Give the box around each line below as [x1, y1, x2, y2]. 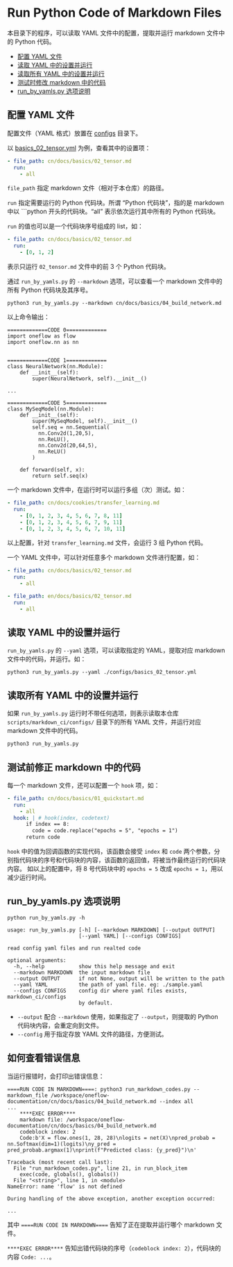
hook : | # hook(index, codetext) [13, 814, 110, 821]
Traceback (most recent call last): [7, 1159, 113, 1166]
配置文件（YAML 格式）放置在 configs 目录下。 [7, 129, 142, 137]
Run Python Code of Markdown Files [7, 5, 222, 21]
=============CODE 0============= [7, 326, 107, 333]
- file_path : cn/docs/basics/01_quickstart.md [7, 795, 144, 802]
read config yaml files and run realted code [7, 945, 141, 952]
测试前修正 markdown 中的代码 [7, 761, 141, 773]
